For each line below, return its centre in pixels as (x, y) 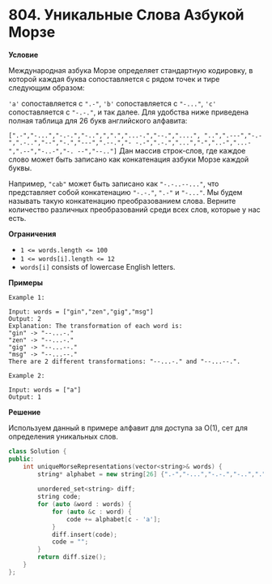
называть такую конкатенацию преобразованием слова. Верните (122, 201)
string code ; (59, 497)
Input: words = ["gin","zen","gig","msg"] (81, 311)
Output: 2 (25, 318)
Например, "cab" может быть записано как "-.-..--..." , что (114, 184)
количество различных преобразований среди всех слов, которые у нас (134, 210)
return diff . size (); (72, 557)
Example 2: (27, 375)
